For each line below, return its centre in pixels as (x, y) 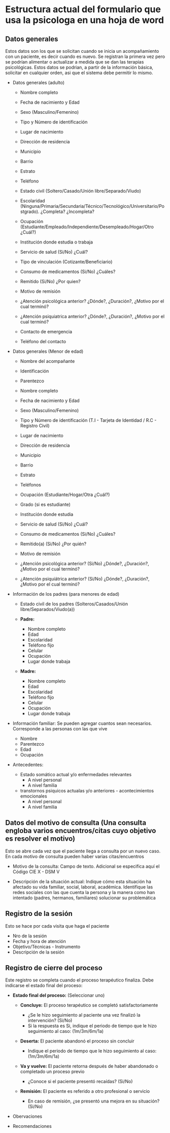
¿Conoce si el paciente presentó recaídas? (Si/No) (80, 1082)
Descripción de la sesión (38, 952)
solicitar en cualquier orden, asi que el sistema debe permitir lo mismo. (79, 73)
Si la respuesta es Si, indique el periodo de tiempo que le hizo (92, 1026)
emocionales (33, 796)
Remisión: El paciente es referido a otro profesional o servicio (85, 1091)
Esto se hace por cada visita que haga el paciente (57, 926)
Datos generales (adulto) (39, 83)
